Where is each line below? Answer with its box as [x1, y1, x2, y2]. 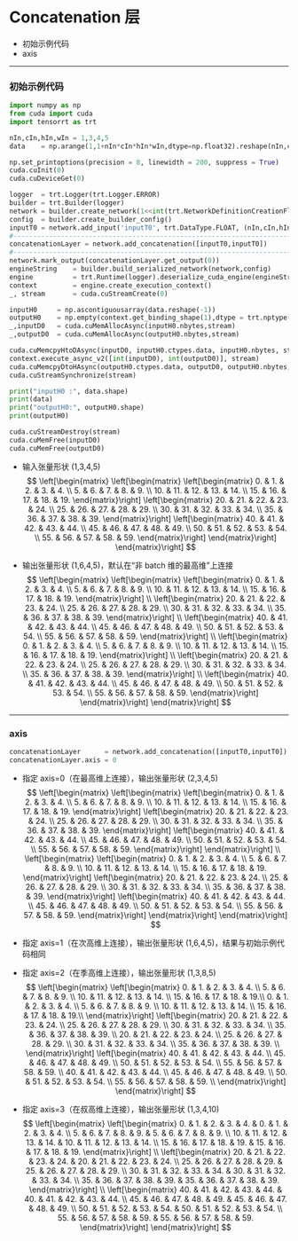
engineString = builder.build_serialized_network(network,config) [9, 264, 272, 274]
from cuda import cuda [9, 109, 93, 119]
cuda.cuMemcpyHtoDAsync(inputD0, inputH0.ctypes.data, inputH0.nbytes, [9, 346, 279, 355]
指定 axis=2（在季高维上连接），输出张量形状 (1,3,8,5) [21, 967, 216, 978]
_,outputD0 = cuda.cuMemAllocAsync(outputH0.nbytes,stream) [9, 330, 240, 339]
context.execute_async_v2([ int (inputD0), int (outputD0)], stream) [9, 354, 260, 363]
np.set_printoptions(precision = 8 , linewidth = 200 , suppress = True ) [9, 158, 279, 167]
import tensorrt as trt [9, 117, 98, 126]
